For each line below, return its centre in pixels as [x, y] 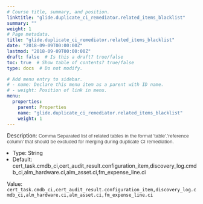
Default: [22, 160]
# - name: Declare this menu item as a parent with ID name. [85, 85]
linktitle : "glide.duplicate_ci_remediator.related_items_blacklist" [96, 18]
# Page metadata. [29, 35]
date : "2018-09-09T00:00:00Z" [45, 46]
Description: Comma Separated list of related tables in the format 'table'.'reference [98, 136]
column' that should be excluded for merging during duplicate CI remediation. [90, 142]
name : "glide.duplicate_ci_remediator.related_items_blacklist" [100, 113]
